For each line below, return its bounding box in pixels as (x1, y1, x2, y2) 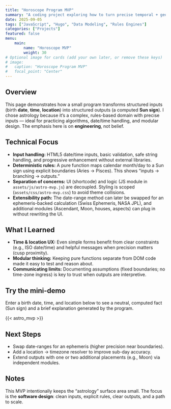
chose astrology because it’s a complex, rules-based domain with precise (5, 112, 160, 118)
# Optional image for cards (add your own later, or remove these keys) (5, 54, 163, 60)
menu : (5, 36, 17, 41)
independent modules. (12, 360, 60, 366)
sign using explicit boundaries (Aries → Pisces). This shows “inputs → (12, 168, 159, 174)
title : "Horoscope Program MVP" (5, 7, 74, 13)
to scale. (5, 398, 23, 405)
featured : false (5, 31, 40, 36)
